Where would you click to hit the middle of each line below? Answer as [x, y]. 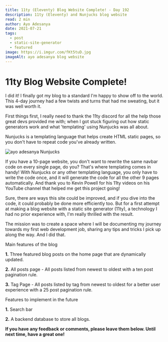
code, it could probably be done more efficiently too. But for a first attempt [82, 204]
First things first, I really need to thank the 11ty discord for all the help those [83, 116]
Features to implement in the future [42, 300]
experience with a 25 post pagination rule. [49, 290]
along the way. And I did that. [35, 235]
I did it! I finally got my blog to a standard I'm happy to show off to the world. [84, 96]
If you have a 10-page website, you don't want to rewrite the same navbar [82, 161]
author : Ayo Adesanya [28, 24]
